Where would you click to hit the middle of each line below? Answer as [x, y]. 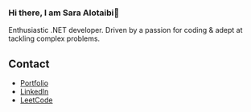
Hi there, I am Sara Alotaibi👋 [64, 13]
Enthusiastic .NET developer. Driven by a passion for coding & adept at [125, 30]
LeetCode [36, 100]
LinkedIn [34, 92]
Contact [29, 64]
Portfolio [34, 83]
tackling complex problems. [54, 38]
